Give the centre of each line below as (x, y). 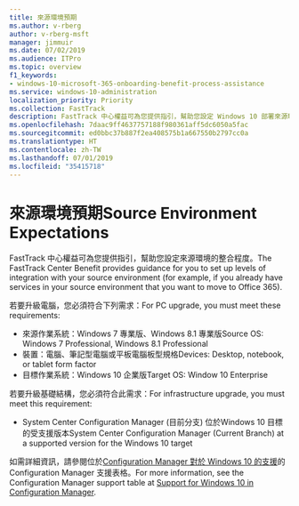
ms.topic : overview (45, 68)
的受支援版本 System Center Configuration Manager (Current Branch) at (153, 433)
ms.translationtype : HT (53, 141)
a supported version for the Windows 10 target (107, 443)
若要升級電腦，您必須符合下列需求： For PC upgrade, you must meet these (145, 305)
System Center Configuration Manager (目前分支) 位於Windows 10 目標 (152, 422)
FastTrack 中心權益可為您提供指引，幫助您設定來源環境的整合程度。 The (141, 258)
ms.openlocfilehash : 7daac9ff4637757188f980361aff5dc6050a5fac (129, 125)
